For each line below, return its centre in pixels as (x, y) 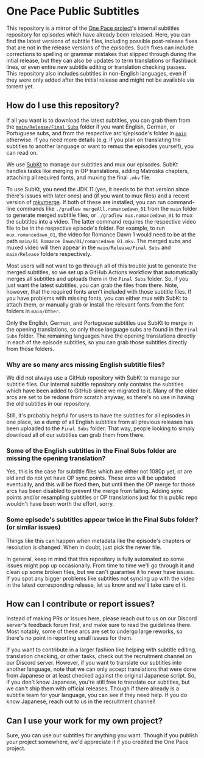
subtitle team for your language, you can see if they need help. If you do (97, 695)
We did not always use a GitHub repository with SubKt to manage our (93, 378)
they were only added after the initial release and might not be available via (100, 80)
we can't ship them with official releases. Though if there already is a (93, 689)
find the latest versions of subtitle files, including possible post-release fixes (102, 41)
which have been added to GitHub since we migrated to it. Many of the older (102, 391)
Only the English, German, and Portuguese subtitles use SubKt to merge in (100, 323)
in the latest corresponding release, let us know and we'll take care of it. (97, 585)
